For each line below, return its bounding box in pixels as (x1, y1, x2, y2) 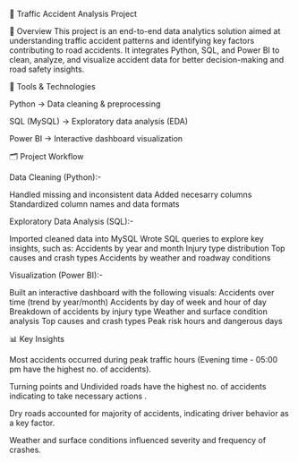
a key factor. (9, 417, 55, 428)
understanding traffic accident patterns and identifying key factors (9, 36, 255, 46)
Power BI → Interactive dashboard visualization (9, 133, 183, 143)
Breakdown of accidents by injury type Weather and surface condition (9, 306, 268, 317)
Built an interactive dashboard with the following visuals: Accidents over (9, 287, 275, 297)
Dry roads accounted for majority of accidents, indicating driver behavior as (9, 408, 289, 418)
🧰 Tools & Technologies (9, 81, 96, 91)
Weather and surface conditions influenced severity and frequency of (9, 435, 267, 445)
